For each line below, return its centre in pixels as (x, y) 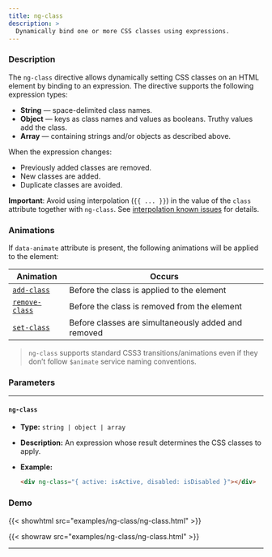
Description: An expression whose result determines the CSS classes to (140, 443)
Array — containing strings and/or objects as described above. (125, 136)
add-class (31, 290)
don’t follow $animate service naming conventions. (112, 361)
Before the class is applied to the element (148, 290)
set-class (31, 327)
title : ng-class (36, 16)
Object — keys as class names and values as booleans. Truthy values (136, 119)
